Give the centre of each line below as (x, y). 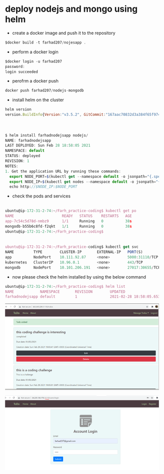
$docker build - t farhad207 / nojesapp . (46, 43)
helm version (18, 109)
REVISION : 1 (17, 161)
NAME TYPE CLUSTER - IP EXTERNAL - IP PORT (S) (74, 252)
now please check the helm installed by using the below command (79, 277)
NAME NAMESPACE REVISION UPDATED (65, 292)
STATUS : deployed (23, 156)
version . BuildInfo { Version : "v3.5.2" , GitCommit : (55, 115)
